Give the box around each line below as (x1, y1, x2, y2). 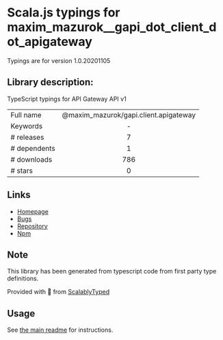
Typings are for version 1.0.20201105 (7, 56, 111, 64)
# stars (10, 166, 33, 175)
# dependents (10, 143, 56, 153)
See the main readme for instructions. (7, 326, 114, 334)
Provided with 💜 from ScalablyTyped (7, 288, 110, 296)
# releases (10, 132, 44, 142)
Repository (16, 221, 48, 230)
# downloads (10, 154, 53, 164)
